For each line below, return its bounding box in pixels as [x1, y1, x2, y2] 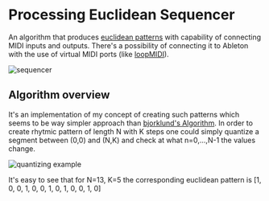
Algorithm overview [8, 88, 110, 102]
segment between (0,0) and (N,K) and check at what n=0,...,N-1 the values [8, 135, 256, 145]
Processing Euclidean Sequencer [8, 6, 235, 24]
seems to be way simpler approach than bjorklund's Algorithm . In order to [8, 118, 254, 128]
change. [8, 143, 36, 154]
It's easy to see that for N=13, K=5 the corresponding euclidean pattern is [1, [8, 174, 262, 184]
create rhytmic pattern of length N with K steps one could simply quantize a [8, 126, 259, 136]
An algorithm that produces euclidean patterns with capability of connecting [8, 32, 262, 42]
